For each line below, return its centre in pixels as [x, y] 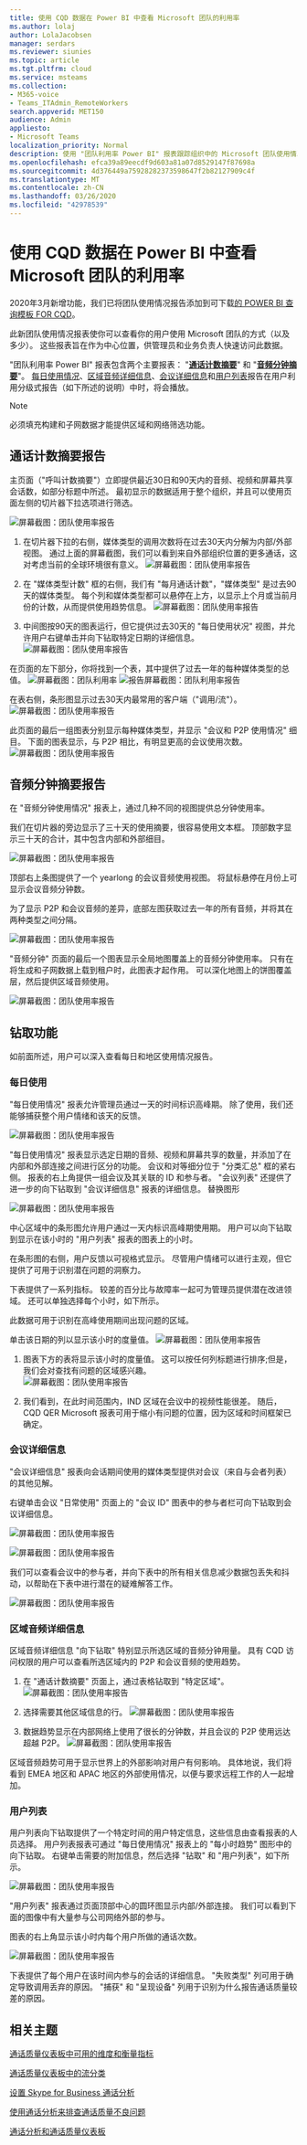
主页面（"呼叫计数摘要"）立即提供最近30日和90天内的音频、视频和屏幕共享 [152, 480]
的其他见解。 [33, 1482]
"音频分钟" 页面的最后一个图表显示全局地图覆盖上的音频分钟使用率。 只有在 [152, 959]
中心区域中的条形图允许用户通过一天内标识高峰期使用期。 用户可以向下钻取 [151, 1227]
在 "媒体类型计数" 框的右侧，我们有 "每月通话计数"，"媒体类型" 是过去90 [159, 584]
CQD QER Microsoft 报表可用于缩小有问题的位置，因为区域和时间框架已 [157, 1412]
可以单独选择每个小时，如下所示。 [100, 1301]
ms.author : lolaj [42, 27]
